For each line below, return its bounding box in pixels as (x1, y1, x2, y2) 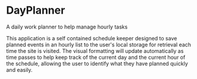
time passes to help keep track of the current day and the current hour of (6, 53, 186, 61)
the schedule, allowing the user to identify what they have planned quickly (6, 60, 189, 67)
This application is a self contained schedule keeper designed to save (6, 34, 177, 42)
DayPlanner (6, 4, 65, 17)
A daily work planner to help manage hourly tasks (6, 23, 128, 30)
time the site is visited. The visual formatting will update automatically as (6, 47, 184, 54)
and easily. (6, 66, 33, 73)
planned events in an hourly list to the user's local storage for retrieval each (6, 41, 192, 48)
